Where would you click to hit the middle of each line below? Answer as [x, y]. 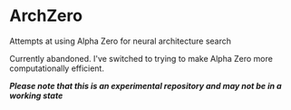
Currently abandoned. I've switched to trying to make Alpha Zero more [141, 58]
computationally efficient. [57, 68]
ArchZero [46, 16]
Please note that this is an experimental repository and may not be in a [146, 85]
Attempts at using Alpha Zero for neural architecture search [121, 41]
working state [36, 95]
